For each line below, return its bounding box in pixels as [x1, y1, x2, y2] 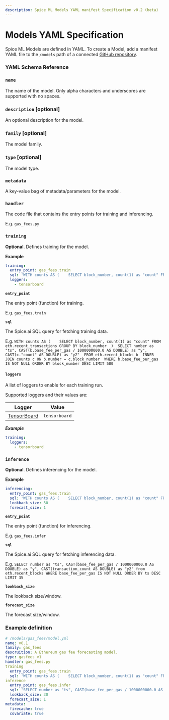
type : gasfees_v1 [5, 655, 42, 660]
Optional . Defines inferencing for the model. [5, 467, 97, 473]
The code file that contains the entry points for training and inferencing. [5, 211, 153, 217]
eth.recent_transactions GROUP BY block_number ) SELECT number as [5, 343, 154, 349]
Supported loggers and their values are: [5, 392, 88, 398]
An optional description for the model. [5, 117, 84, 123]
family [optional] [5, 130, 47, 136]
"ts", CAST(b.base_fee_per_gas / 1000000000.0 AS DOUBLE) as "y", [5, 348, 147, 353]
